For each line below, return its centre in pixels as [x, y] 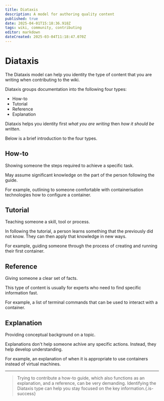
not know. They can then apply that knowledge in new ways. [66, 236]
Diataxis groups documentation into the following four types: [66, 89]
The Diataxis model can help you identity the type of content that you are [79, 74]
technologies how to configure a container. [48, 195]
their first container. [25, 251]
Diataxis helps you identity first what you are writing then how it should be [80, 124]
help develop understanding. [34, 349]
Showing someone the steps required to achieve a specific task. [70, 165]
